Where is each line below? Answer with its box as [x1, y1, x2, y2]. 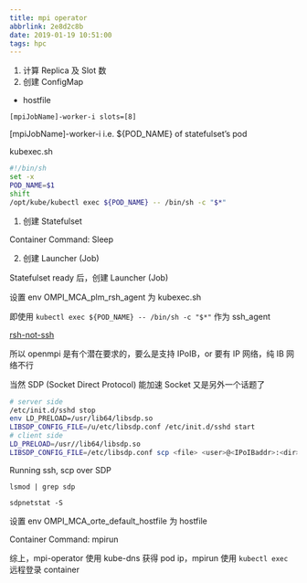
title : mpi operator [9, 13, 89, 23]
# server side [9, 397, 64, 407]
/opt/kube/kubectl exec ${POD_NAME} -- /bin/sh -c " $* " [9, 197, 227, 207]
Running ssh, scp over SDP [9, 464, 112, 475]
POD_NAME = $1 [9, 181, 55, 190]
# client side [9, 431, 64, 440]
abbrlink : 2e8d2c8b [9, 22, 84, 31]
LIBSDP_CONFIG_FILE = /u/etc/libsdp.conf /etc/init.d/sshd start [9, 422, 256, 432]
